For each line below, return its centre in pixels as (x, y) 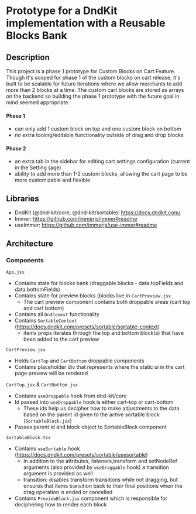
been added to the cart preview (61, 339)
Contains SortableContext (46, 320)
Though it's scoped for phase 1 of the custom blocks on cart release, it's (93, 78)
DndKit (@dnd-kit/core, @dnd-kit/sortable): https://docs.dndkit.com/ (97, 213)
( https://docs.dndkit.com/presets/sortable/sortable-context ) (87, 327)
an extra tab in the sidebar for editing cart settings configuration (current (102, 162)
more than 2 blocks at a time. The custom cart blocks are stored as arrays (95, 90)
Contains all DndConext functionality (57, 314)
